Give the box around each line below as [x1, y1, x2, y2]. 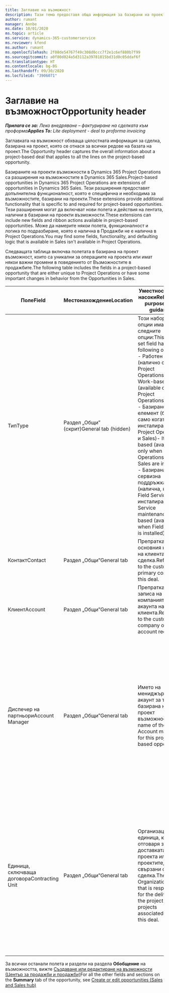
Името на [137, 683, 161, 690]
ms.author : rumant [5, 45, 44, 50]
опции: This [137, 334, 164, 341]
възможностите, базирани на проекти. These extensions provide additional [5, 196, 163, 202]
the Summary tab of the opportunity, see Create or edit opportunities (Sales [5, 976, 163, 983]
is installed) [137, 529, 165, 536]
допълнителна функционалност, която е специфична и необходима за [5, 190, 156, 196]
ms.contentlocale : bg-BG [5, 64, 57, 69]
